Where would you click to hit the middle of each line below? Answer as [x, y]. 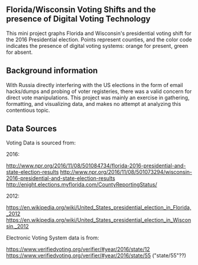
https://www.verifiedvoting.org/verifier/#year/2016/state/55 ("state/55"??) [96, 256]
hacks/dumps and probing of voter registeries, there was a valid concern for [99, 91]
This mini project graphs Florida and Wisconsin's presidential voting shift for [99, 33]
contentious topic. [28, 110]
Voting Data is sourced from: [41, 143]
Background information [52, 71]
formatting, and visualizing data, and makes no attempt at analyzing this [94, 104]
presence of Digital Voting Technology [78, 19]
